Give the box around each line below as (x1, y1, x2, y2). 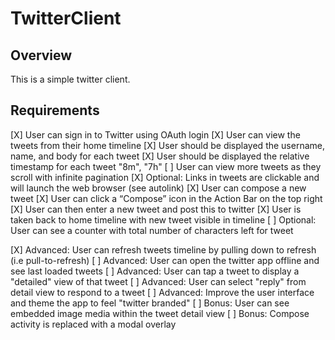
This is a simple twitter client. (10, 73, 131, 85)
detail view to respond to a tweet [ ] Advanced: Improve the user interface (10, 286, 315, 298)
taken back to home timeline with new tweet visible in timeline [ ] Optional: (10, 213, 317, 226)
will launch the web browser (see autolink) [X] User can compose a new (10, 182, 307, 194)
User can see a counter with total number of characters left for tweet (10, 224, 294, 236)
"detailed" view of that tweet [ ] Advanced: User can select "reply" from (10, 275, 307, 287)
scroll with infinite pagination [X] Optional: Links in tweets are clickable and (10, 171, 320, 183)
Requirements (10, 102, 100, 119)
